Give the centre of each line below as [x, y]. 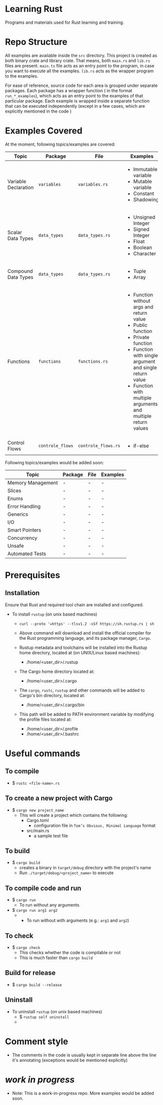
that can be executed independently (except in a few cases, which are [75, 106]
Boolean [143, 247]
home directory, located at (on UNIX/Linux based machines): [80, 652]
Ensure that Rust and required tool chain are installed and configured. [74, 604]
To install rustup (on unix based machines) [55, 614]
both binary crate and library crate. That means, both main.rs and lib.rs [78, 60]
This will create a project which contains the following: [74, 815]
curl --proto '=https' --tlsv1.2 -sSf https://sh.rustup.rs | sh [87, 624]
